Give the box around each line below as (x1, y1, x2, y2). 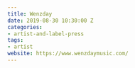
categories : (7, 23, 43, 30)
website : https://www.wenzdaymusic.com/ (7, 50, 129, 57)
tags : (7, 37, 23, 44)
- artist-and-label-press (7, 30, 84, 38)
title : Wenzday (7, 10, 53, 18)
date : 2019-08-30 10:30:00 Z (7, 17, 94, 24)
